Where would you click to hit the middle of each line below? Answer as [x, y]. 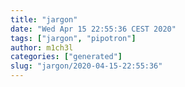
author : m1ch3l [42, 47]
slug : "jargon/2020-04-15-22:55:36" [86, 66]
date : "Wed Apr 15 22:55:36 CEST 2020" [93, 29]
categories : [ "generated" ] [66, 57]
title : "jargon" [44, 19]
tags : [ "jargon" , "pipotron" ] [73, 38]
